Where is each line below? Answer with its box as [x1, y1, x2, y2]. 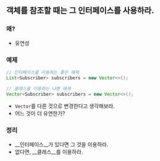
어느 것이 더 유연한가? [14, 110, 65, 117]
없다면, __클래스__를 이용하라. [14, 148, 83, 155]
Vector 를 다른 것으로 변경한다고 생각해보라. [14, 102, 115, 110]
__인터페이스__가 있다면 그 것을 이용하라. [14, 141, 108, 148]
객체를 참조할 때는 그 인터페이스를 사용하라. [6, 5, 154, 16]
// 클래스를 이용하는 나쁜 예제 [6, 85, 71, 92]
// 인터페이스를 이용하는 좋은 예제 [6, 69, 79, 75]
